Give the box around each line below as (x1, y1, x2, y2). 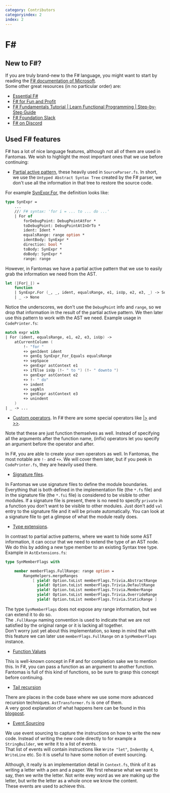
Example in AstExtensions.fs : (5, 550, 67, 556)
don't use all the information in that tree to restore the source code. (12, 180, 153, 186)
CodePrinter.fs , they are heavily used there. (5, 461, 98, 468)
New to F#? (5, 59, 42, 68)
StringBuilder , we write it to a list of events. (5, 741, 97, 747)
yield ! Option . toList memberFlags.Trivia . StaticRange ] (37, 597, 157, 602)
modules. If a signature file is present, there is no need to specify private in (5, 497, 163, 503)
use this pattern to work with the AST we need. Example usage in (5, 315, 141, 321)
